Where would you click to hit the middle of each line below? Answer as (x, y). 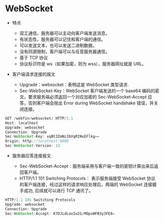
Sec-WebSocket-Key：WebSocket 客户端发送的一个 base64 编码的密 (89, 91)
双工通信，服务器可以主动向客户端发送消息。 (65, 33)
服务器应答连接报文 (32, 156)
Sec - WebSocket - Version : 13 (33, 146)
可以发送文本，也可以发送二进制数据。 (58, 45)
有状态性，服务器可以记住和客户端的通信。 (62, 39)
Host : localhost (22, 123)
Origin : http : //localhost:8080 (37, 141)
